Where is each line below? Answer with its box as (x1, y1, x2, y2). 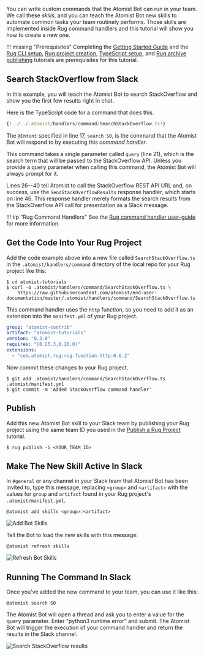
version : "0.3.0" (6, 335, 51, 342)
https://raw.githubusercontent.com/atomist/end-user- (17, 289, 157, 296)
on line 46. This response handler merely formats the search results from (6, 195, 191, 202)
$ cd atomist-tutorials (6, 279, 67, 285)
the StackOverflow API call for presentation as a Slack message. (6, 201, 168, 208)
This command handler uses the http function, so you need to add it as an (6, 305, 194, 313)
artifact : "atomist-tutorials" (6, 330, 86, 336)
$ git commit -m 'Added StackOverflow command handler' (6, 386, 152, 393)
